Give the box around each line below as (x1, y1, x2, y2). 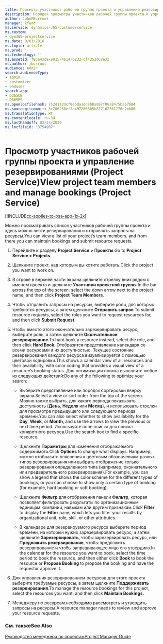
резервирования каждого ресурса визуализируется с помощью (12, 352, 146, 358)
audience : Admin (5, 66, 38, 71)
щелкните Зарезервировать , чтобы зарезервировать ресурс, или (19, 535, 157, 540)
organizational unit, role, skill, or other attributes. (19, 515, 116, 521)
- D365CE (5, 93, 23, 98)
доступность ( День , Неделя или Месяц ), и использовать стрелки (19, 403, 157, 409)
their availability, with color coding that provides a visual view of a (12, 363, 144, 368)
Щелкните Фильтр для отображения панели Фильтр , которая (19, 494, 147, 500)
